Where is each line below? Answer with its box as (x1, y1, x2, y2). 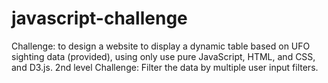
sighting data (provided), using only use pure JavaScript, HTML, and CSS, (11, 50, 316, 62)
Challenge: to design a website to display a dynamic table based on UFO (11, 40, 311, 52)
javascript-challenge (11, 7, 188, 30)
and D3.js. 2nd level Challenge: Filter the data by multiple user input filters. (11, 61, 319, 73)
